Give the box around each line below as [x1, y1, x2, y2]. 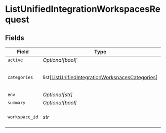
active [7, 57, 23, 63]
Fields [5, 34, 25, 42]
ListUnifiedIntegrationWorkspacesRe [5, 3, 161, 15]
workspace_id [7, 114, 39, 120]
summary [7, 100, 26, 105]
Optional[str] [42, 91, 73, 98]
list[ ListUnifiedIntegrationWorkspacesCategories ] [42, 74, 158, 81]
